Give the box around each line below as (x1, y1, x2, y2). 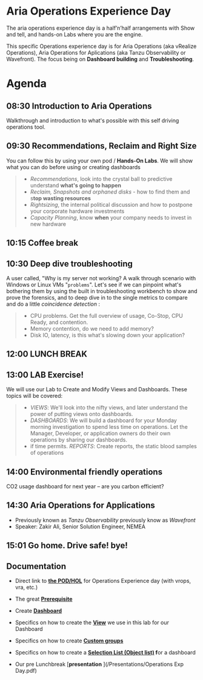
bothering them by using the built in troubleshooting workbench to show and (6, 287, 198, 295)
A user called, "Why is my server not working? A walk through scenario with (6, 274, 196, 281)
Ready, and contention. (30, 318, 88, 326)
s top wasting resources (30, 194, 91, 201)
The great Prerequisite (15, 595, 73, 602)
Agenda (6, 77, 47, 90)
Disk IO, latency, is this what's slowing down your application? (30, 331, 185, 338)
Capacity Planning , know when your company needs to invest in (30, 214, 192, 221)
